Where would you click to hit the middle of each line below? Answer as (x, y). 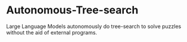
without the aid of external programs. (52, 32)
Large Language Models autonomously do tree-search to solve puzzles (94, 26)
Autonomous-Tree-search (72, 10)
